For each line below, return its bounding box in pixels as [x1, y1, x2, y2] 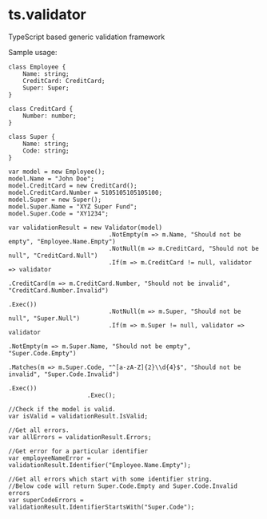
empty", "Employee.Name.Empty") [8, 237, 116, 245]
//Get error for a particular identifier [8, 447, 149, 455]
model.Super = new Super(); [8, 196, 102, 204]
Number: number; [22, 112, 78, 120]
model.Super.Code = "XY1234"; [8, 209, 110, 217]
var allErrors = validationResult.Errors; [8, 433, 152, 441]
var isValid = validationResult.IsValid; [8, 412, 149, 420]
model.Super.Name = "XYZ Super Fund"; [8, 202, 137, 211]
